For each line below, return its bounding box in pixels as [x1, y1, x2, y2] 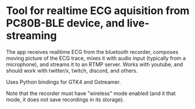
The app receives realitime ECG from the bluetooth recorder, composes [6, 48, 179, 55]
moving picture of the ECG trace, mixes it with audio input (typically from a [6, 54, 186, 62]
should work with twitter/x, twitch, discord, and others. [6, 67, 138, 74]
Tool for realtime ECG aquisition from [6, 4, 190, 18]
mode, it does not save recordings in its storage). [6, 96, 125, 103]
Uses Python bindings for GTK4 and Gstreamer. [6, 78, 121, 86]
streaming [6, 29, 57, 42]
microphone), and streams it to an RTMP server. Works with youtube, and [6, 60, 183, 68]
